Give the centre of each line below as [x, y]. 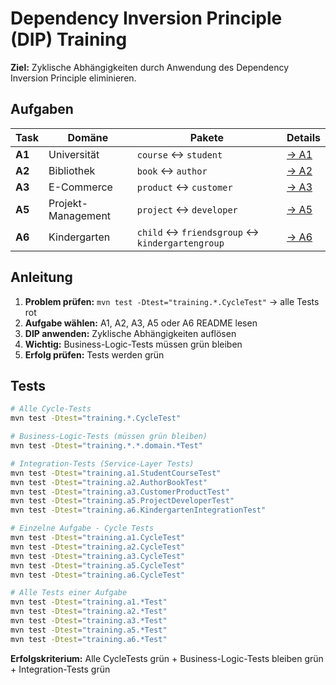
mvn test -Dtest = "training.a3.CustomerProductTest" [120, 492]
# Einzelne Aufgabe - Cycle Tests [82, 528]
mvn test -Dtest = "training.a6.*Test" [89, 639]
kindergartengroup [180, 243]
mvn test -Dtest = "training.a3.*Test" [89, 621]
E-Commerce [80, 187]
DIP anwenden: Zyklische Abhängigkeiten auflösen [130, 333]
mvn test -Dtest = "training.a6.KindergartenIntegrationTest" [138, 510]
